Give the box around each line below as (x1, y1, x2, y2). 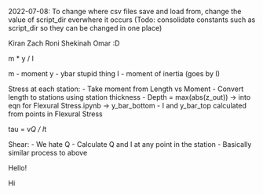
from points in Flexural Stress (8, 109, 104, 119)
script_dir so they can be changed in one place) (8, 24, 163, 32)
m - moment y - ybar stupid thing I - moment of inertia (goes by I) (8, 69, 221, 78)
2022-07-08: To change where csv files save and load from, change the (8, 7, 242, 16)
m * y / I (8, 54, 34, 63)
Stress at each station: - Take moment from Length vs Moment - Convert (8, 84, 244, 93)
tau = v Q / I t (8, 125, 47, 134)
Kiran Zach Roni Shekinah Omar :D (8, 38, 120, 48)
